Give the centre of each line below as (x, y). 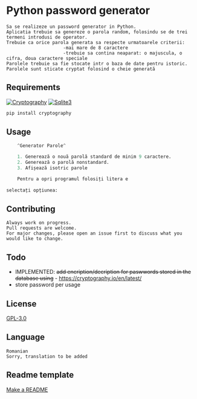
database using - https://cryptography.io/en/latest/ (78, 278)
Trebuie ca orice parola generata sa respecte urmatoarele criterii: (96, 42)
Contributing (31, 209)
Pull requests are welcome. (42, 228)
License (21, 304)
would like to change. (35, 239)
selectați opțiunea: (32, 190)
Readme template (40, 375)
